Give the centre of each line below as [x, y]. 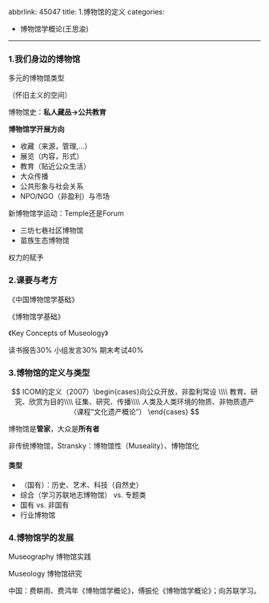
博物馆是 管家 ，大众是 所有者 [54, 428]
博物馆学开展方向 [36, 129]
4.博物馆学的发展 [41, 538]
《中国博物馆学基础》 [43, 299]
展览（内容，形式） [52, 156]
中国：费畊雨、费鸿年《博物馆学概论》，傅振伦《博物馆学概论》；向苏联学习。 [134, 591]
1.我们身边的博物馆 [44, 59]
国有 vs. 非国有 [44, 505]
